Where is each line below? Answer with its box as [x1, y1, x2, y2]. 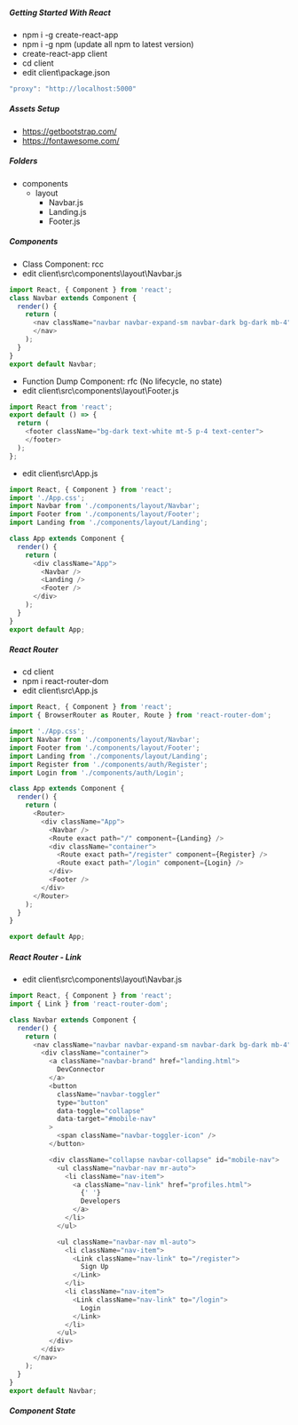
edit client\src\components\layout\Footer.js [21, 385, 179, 395]
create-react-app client [21, 48, 108, 59]
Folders [9, 155, 38, 166]
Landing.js [48, 206, 87, 217]
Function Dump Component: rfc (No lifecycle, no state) [21, 376, 223, 386]
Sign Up [80, 1262, 109, 1271]
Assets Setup [9, 103, 60, 115]
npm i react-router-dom [21, 676, 109, 687]
